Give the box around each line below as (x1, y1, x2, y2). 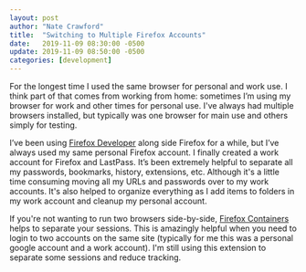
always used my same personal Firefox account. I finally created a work (9, 147, 280, 158)
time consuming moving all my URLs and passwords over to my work (9, 176, 269, 187)
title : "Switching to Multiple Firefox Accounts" (9, 30, 206, 39)
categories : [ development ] (9, 56, 112, 65)
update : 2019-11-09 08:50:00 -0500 (9, 47, 145, 57)
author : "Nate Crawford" (9, 22, 104, 31)
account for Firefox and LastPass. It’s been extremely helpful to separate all (9, 157, 294, 167)
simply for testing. (9, 120, 78, 131)
